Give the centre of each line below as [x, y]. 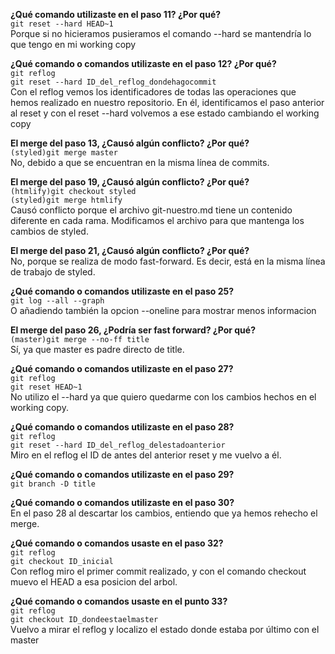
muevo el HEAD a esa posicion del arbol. [94, 582]
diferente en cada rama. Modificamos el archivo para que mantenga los [157, 220]
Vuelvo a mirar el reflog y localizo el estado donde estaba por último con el [165, 629]
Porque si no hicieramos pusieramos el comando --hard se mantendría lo [161, 33]
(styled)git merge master [64, 153]
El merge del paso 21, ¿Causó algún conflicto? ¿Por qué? [130, 250]
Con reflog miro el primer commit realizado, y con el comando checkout [158, 571]
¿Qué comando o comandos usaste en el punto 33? [119, 601]
